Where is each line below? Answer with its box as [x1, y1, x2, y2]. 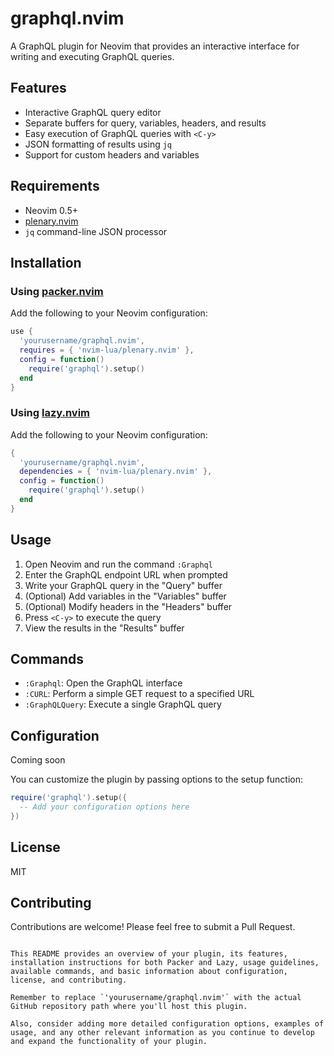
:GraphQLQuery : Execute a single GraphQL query [24, 698, 222, 711]
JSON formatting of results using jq [24, 138, 173, 150]
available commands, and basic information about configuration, [10, 967, 288, 977]
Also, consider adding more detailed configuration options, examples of [10, 1019, 325, 1029]
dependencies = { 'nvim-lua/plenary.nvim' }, [19, 467, 213, 477]
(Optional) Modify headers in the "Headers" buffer [24, 600, 233, 612]
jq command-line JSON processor [24, 225, 168, 237]
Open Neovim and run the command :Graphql [24, 558, 213, 570]
